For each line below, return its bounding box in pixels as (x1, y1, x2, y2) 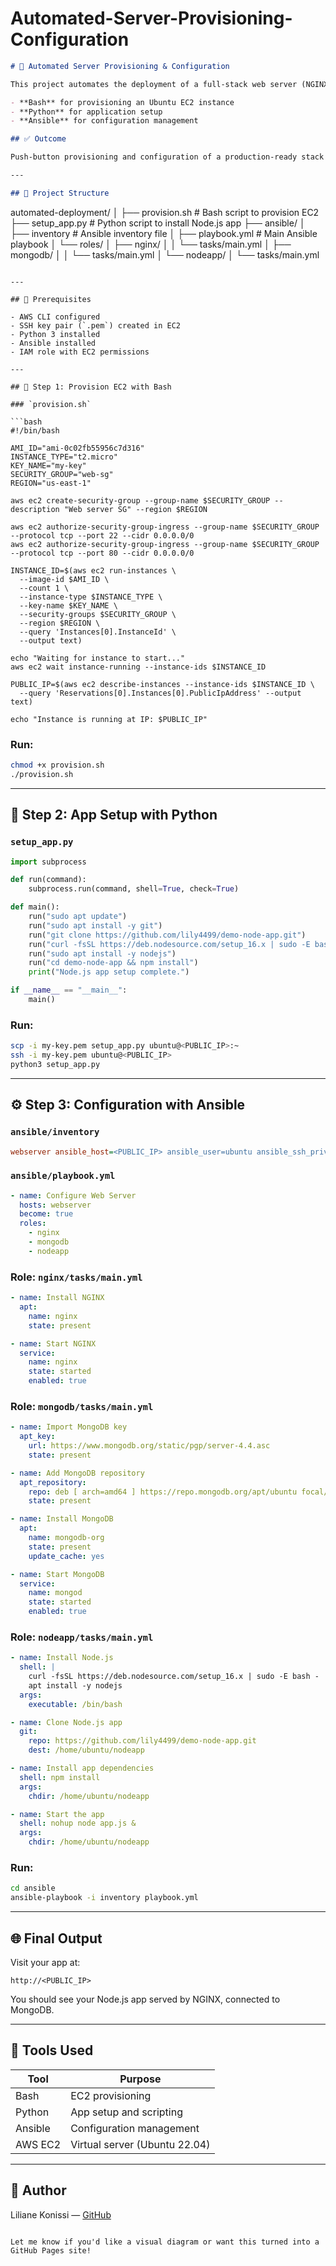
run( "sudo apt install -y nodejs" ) (28, 948, 177, 959)
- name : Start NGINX (10, 1338, 97, 1349)
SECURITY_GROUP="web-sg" (10, 469, 114, 479)
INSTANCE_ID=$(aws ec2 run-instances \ (10, 565, 177, 576)
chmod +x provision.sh (10, 760, 105, 771)
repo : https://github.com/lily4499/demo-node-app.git (28, 1736, 257, 1746)
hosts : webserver (19, 1200, 92, 1210)
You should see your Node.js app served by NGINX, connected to (10, 1993, 281, 2005)
